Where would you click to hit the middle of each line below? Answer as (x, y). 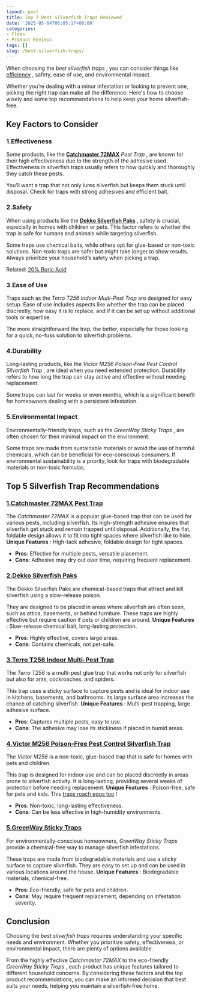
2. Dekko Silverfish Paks (42, 575)
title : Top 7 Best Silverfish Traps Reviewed (64, 17)
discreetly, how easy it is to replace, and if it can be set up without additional (101, 311)
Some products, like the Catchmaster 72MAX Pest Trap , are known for (95, 155)
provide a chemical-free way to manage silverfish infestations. (83, 847)
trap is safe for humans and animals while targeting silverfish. (82, 233)
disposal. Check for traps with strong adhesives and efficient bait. (88, 192)
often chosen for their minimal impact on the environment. (78, 436)
